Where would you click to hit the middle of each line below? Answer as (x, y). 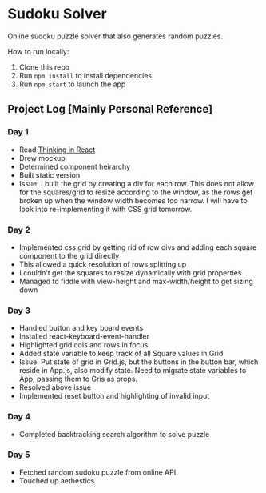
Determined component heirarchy (75, 166)
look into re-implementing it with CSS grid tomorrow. (105, 209)
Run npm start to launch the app (72, 84)
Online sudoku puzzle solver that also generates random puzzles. (115, 36)
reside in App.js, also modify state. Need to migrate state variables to (133, 371)
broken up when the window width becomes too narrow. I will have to (133, 200)
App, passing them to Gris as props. (78, 379)
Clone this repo (44, 67)
